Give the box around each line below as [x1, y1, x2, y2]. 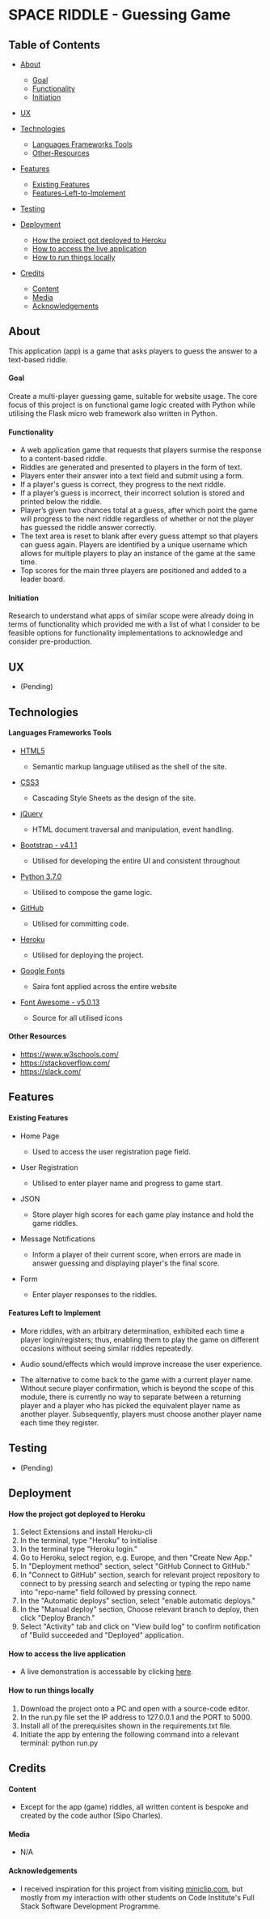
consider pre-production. [8, 636, 93, 646]
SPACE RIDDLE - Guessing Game [8, 6, 231, 24]
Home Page [19, 1131, 60, 1141]
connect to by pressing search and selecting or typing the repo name [19, 1578, 251, 1588]
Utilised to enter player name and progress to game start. [32, 1178, 223, 1188]
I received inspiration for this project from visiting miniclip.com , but [19, 1883, 243, 1894]
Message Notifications [19, 1234, 95, 1244]
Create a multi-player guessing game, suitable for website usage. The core [8, 392, 258, 401]
